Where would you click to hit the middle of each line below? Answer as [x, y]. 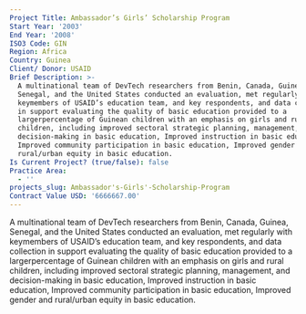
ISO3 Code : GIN [38, 43]
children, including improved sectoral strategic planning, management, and [150, 271]
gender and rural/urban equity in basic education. [102, 299]
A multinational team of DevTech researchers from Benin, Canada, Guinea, [149, 222]
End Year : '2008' [42, 35]
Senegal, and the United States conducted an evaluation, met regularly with [151, 232]
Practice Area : [38, 171]
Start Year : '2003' [46, 26]
